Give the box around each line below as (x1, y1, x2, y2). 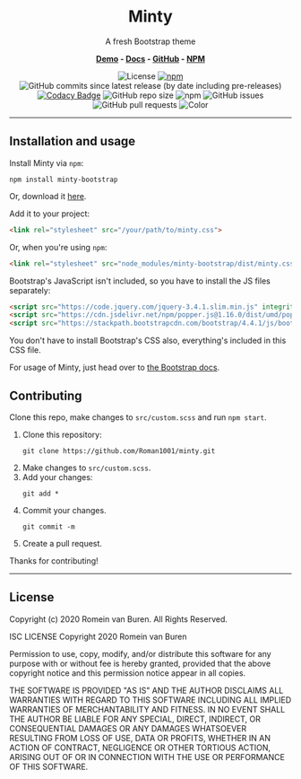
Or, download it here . (9, 190, 87, 201)
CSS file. (9, 345, 42, 355)
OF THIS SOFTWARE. (9, 761, 89, 772)
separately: (9, 284, 51, 295)
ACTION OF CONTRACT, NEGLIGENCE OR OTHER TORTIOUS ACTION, (9, 742, 271, 753)
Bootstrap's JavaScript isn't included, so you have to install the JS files (9, 276, 271, 286)
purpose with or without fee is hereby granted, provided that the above (9, 658, 271, 669)
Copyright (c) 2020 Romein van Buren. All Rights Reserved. (9, 613, 228, 625)
